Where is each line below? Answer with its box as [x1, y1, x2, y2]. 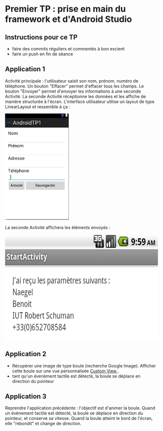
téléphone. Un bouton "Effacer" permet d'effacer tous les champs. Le [5, 83, 144, 89]
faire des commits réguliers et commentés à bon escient [12, 46, 125, 51]
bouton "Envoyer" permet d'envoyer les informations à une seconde [5, 88, 141, 94]
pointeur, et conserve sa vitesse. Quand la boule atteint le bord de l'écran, [5, 415, 153, 421]
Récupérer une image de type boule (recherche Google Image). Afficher [12, 363, 156, 368]
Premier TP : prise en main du [5, 3, 126, 15]
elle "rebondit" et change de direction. [5, 421, 81, 427]
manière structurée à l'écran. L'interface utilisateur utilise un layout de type [5, 99, 155, 104]
